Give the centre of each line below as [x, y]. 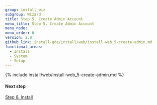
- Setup [18, 61]
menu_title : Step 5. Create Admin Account [50, 24]
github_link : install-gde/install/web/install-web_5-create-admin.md [79, 42]
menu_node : [16, 28]
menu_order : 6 [20, 33]
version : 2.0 [19, 38]
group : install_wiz [25, 10]
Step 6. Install [19, 97]
